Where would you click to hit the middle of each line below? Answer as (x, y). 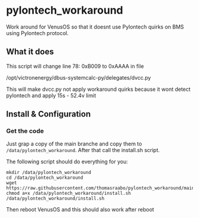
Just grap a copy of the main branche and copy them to (74, 144)
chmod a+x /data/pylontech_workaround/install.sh (69, 194)
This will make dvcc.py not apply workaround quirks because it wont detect (98, 89)
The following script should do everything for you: (67, 162)
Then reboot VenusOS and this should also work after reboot (80, 210)
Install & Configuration (48, 114)
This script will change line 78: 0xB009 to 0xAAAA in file (75, 66)
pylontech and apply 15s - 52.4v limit (51, 95)
